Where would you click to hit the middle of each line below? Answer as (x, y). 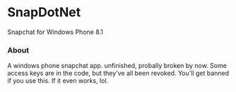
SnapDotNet (44, 12)
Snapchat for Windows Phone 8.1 (55, 32)
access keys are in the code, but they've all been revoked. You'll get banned (118, 73)
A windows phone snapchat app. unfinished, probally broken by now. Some (117, 66)
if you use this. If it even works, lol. (58, 81)
